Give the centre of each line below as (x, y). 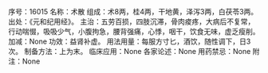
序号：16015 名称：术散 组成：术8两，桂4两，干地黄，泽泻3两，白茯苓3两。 (133, 12)
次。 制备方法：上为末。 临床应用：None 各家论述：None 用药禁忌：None (130, 51)
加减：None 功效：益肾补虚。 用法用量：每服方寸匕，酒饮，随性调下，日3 (130, 41)
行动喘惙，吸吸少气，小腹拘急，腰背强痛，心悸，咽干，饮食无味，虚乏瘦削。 (134, 31)
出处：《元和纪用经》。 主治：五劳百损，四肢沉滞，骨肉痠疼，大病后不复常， (132, 21)
